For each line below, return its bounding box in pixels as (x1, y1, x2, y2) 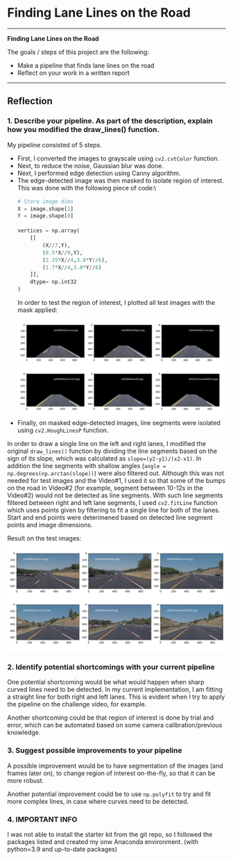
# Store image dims (17, 198, 74, 205)
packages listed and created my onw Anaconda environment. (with (7, 837, 199, 845)
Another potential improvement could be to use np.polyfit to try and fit (7, 790, 212, 798)
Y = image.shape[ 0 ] (17, 213, 74, 220)
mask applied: (17, 306, 58, 314)
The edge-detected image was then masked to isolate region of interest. (17, 176, 224, 185)
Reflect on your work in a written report (17, 68, 130, 77)
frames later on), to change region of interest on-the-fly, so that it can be (7, 769, 216, 777)
